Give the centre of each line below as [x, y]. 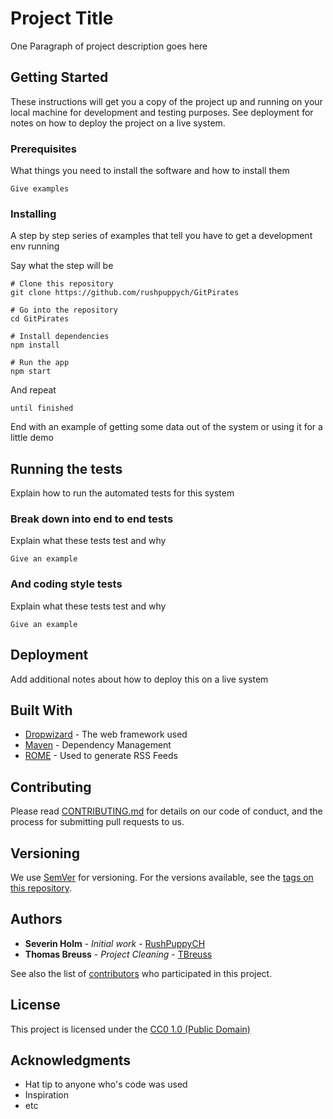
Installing [33, 214]
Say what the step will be [62, 266]
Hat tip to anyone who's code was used [106, 1084]
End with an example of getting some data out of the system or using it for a [166, 427]
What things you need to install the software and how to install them [150, 171]
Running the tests [66, 468]
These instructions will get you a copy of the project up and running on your [166, 101]
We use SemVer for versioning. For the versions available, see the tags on [162, 877]
